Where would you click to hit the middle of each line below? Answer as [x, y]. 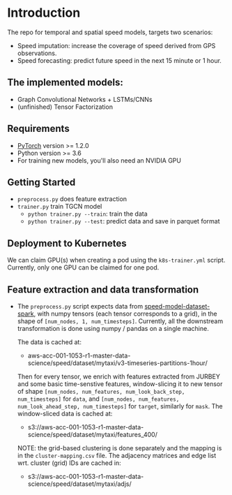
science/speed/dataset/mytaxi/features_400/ [93, 435]
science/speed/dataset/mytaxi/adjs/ [80, 484]
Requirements [38, 129]
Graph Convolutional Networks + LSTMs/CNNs [85, 99]
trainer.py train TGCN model [60, 207]
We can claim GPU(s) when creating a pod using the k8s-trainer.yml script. [116, 260]
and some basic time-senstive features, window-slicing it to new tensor [120, 384]
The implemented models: [65, 83]
